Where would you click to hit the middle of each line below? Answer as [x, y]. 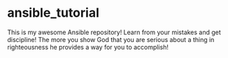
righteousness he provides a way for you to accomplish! [88, 47]
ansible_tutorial [53, 13]
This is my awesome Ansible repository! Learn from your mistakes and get [114, 32]
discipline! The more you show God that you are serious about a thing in [111, 39]
